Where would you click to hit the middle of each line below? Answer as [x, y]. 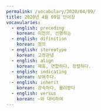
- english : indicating [39, 72]
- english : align [33, 60]
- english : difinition [39, 39]
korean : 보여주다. [37, 77]
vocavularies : [23, 22]
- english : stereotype [39, 50]
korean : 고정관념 [35, 55]
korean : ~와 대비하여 [40, 99]
